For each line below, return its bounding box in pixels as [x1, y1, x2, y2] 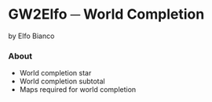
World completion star [19, 69, 92, 78]
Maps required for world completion [19, 85, 137, 94]
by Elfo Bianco [8, 31, 55, 40]
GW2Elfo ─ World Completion [8, 5, 205, 23]
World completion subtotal [19, 76, 105, 86]
